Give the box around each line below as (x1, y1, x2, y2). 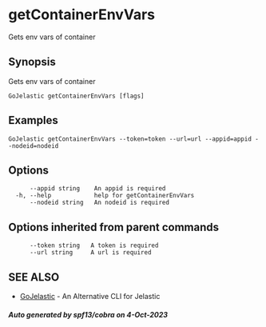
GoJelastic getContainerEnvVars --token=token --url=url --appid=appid (8, 134, 252, 143)
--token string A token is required (29, 241, 159, 249)
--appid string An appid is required (29, 185, 166, 193)
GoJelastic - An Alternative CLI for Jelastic (19, 292, 161, 301)
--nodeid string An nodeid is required (29, 198, 170, 207)
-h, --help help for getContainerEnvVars (15, 192, 195, 200)
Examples (8, 114, 58, 127)
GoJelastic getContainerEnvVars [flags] (8, 92, 145, 100)
